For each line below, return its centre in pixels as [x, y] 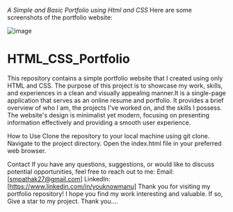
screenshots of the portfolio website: [60, 17]
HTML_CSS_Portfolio [69, 59]
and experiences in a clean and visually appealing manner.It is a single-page [116, 92]
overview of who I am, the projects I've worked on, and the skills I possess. [115, 108]
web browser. [27, 150]
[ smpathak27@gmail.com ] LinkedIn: [59, 179]
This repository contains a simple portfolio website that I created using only [115, 78]
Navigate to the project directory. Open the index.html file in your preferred [114, 143]
